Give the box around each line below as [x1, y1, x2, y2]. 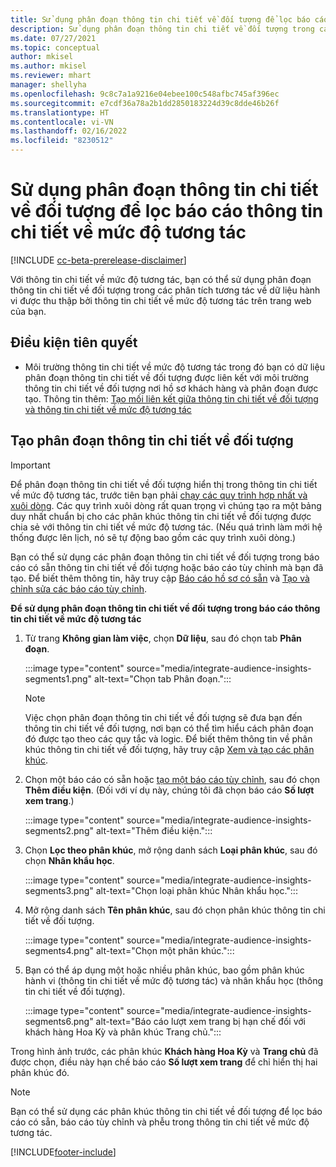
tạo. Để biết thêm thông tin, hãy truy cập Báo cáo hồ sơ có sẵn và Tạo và [10, 572, 310, 584]
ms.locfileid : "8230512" [10, 136, 114, 146]
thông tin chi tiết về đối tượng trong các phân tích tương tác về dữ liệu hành [10, 284, 321, 296]
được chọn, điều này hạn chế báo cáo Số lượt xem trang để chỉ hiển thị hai [10, 1056, 318, 1068]
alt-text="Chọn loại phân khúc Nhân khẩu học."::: [95, 884, 298, 896]
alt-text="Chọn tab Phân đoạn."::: [94, 672, 232, 685]
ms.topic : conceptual [10, 42, 101, 53]
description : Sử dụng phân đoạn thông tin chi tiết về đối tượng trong [10, 24, 315, 34]
